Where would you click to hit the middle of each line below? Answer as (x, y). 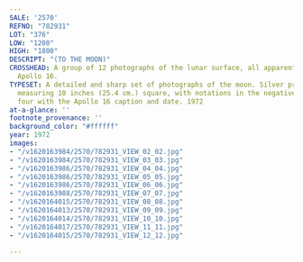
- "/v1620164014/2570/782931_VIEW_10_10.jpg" (96, 218)
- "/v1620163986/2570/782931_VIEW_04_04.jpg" (96, 168)
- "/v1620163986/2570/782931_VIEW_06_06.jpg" (96, 185)
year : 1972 (30, 135)
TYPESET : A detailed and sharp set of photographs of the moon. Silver (147, 85)
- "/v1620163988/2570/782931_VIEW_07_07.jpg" (96, 194)
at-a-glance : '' (40, 110)
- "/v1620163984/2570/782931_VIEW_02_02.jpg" (96, 151)
